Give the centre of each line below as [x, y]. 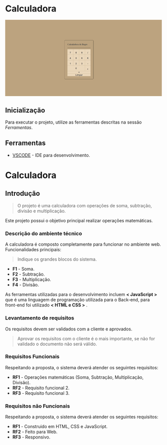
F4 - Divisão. [26, 285]
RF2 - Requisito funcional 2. [41, 388]
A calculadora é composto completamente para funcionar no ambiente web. [83, 244]
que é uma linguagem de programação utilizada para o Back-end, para [78, 300]
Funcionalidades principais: [33, 250]
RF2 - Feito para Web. [35, 432]
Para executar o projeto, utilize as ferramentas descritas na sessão [74, 122]
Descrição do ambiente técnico [43, 233]
